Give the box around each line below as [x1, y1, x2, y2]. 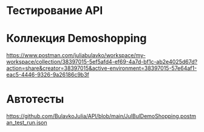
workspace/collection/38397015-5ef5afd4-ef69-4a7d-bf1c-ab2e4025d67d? [6, 58, 198, 66]
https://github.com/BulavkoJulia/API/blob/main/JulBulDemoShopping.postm [6, 113, 196, 120]
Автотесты [6, 92, 64, 106]
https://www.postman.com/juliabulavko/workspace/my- [6, 52, 146, 59]
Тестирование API [6, 4, 103, 18]
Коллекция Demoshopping [6, 32, 147, 46]
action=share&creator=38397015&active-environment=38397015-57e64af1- [6, 64, 197, 72]
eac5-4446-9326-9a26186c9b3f [6, 71, 90, 78]
